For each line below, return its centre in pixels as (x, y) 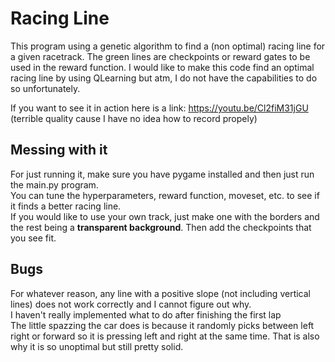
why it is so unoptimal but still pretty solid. (97, 346)
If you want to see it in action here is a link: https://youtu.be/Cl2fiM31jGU (159, 108)
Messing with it (59, 150)
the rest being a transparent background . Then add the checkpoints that (161, 227)
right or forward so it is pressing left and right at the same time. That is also (165, 336)
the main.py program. (54, 184)
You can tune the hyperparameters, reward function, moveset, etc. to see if (165, 195)
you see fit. (33, 238)
